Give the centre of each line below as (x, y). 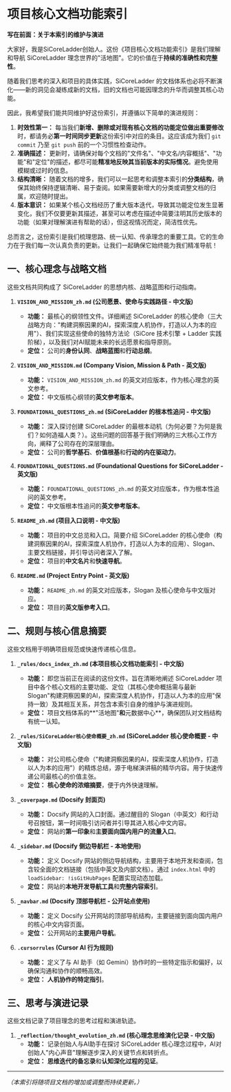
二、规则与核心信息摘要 (57, 631)
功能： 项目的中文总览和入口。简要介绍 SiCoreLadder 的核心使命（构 (124, 535)
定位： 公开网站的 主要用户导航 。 (74, 932)
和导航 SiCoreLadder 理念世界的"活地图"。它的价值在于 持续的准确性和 (107, 57)
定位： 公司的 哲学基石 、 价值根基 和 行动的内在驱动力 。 (103, 452)
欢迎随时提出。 (51, 196)
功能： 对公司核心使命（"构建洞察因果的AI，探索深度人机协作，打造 (123, 759)
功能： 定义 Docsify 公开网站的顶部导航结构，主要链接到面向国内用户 (125, 915)
